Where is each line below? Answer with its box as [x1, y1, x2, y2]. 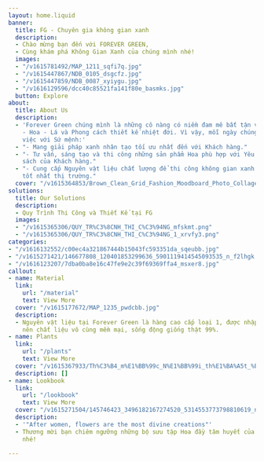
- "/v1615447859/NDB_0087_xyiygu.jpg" [15, 77, 143, 85]
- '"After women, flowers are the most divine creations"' [15, 420, 213, 428]
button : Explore [15, 92, 68, 100]
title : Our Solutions [15, 194, 86, 202]
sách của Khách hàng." [22, 158, 97, 166]
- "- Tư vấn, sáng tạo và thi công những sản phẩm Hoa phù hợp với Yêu [15, 150, 255, 158]
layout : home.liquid [8, 11, 76, 20]
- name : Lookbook [8, 376, 65, 385]
